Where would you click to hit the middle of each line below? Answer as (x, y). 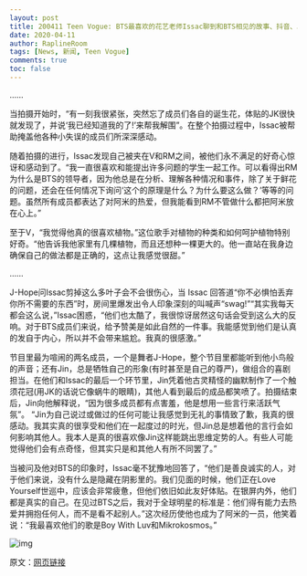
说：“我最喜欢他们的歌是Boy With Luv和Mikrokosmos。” (113, 525)
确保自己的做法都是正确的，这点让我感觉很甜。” (97, 255)
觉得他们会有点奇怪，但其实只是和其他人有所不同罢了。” (113, 448)
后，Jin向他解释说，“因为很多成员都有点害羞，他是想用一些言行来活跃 (141, 403)
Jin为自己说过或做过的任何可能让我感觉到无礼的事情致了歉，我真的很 (164, 414)
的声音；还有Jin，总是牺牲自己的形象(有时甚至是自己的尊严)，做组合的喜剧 (150, 368)
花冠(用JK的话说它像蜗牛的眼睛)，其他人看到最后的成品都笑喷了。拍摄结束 (157, 391)
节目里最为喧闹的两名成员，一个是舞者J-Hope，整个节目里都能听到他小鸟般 (152, 357)
